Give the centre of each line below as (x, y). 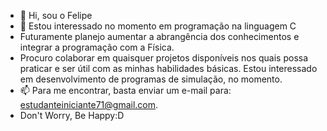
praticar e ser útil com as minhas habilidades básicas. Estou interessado (168, 68)
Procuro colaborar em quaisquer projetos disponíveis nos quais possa (164, 58)
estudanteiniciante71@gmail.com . (89, 104)
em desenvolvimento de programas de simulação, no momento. (151, 79)
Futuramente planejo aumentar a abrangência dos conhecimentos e (159, 36)
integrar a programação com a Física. (97, 47)
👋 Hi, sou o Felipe (56, 15)
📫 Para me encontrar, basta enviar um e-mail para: (125, 90)
